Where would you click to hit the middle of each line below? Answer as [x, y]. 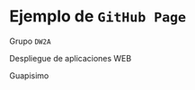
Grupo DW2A [30, 41]
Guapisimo [29, 75]
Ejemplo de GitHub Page [98, 16]
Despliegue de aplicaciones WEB [71, 58]
